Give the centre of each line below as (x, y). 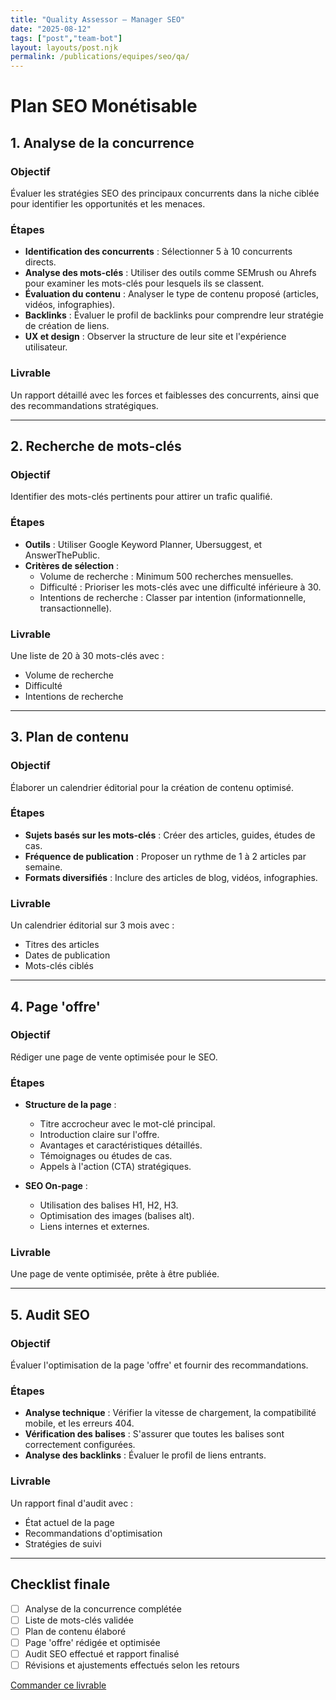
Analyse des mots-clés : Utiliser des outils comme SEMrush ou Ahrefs (170, 273)
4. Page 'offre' (55, 1006)
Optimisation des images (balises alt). (117, 1216)
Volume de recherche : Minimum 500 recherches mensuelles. (166, 576)
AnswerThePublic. (62, 555)
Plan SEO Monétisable (104, 106)
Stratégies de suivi (63, 1543)
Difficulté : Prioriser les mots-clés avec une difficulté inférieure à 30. (180, 587)
